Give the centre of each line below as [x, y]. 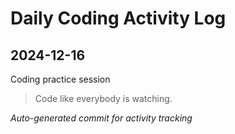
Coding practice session [60, 79]
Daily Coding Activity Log [118, 18]
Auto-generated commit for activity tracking [101, 118]
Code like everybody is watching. [103, 98]
